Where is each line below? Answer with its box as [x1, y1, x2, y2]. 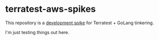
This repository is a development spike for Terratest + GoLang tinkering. [5, 20, 154, 26]
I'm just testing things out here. [5, 29, 69, 35]
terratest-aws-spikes [5, 3, 96, 15]
